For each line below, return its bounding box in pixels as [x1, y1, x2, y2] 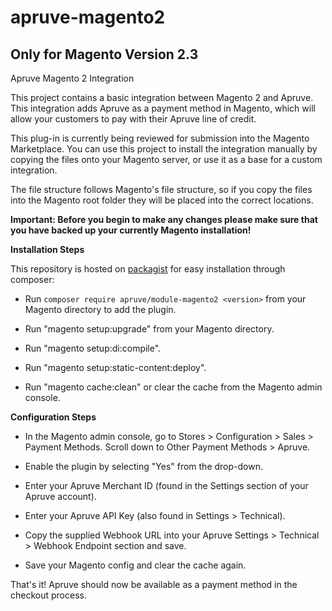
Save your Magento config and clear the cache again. [24, 559, 247, 571]
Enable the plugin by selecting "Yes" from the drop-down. [24, 461, 263, 472]
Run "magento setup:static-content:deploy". [24, 362, 207, 373]
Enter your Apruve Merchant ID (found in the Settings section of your [24, 480, 309, 491]
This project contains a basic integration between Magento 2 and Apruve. [10, 92, 314, 103]
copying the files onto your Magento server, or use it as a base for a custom [10, 154, 323, 165]
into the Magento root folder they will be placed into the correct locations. [10, 194, 314, 206]
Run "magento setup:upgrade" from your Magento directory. [24, 323, 275, 335]
